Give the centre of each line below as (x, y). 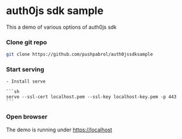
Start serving (25, 70)
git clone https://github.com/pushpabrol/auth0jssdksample (80, 55)
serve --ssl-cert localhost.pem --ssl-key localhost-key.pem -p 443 (91, 97)
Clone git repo (27, 42)
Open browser (27, 117)
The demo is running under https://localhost (59, 130)
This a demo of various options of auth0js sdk (61, 27)
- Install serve (26, 82)
